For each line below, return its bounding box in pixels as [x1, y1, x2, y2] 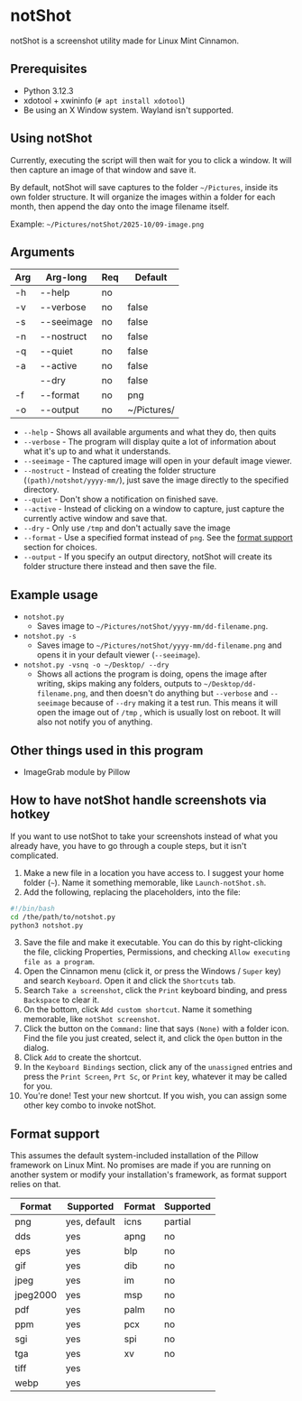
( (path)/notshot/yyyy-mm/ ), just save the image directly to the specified [23, 475, 289, 485]
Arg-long [45, 272, 87, 284]
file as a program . [23, 956, 96, 967]
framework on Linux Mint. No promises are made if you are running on [10, 1160, 271, 1171]
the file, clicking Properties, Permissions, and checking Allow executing [23, 946, 291, 957]
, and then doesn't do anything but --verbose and [85, 687, 269, 699]
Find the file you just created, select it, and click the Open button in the [23, 1033, 283, 1044]
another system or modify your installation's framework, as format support [10, 1169, 288, 1180]
